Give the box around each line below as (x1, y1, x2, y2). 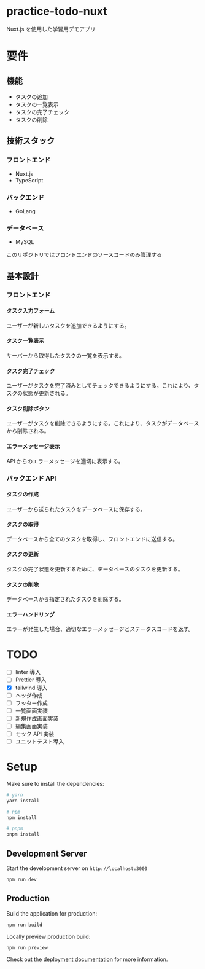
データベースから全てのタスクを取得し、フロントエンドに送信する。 (6, 535, 179, 543)
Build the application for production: (6, 909, 97, 917)
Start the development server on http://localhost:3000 (6, 865, 148, 872)
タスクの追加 (15, 93, 48, 100)
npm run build (6, 922, 43, 928)
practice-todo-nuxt (6, 4, 107, 18)
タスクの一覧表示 (15, 100, 59, 108)
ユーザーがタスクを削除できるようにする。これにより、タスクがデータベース (6, 420, 199, 427)
